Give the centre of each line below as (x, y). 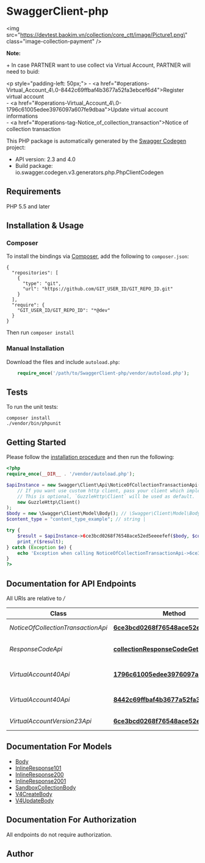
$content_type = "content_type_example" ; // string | (76, 519)
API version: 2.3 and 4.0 (45, 159)
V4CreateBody (34, 794)
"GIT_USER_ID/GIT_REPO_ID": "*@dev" (64, 311)
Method (174, 614)
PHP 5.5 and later (28, 206)
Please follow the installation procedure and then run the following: (90, 457)
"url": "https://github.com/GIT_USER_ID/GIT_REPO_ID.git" (98, 289)
